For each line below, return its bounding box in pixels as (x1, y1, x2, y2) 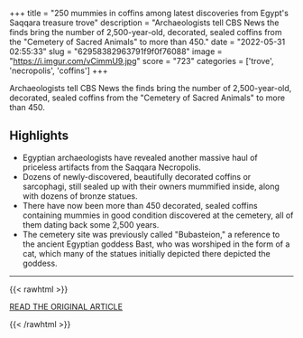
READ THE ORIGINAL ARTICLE (9, 301, 124, 312)
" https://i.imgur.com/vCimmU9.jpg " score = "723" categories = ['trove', (9, 56, 274, 66)
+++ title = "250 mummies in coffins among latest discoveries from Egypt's (9, 8, 289, 18)
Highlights (9, 128, 69, 144)
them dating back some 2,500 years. (22, 219, 160, 230)
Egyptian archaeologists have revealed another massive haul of (22, 152, 259, 163)
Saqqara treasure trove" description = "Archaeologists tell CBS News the (9, 17, 280, 28)
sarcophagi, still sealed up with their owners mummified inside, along (22, 181, 280, 192)
